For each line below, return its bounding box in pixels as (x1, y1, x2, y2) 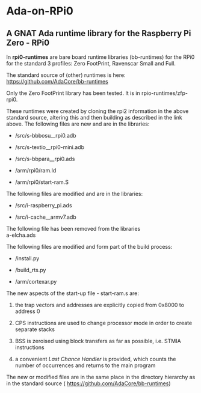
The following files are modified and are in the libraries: (6, 190, 143, 197)
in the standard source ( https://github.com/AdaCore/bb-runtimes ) (6, 380, 171, 387)
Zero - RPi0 (6, 37, 50, 47)
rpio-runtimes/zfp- (141, 90, 188, 97)
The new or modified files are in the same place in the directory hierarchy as (6, 374, 196, 380)
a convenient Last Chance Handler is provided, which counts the (14, 356, 176, 362)
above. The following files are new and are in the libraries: (6, 120, 150, 127)
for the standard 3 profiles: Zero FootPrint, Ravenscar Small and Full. (6, 60, 176, 67)
